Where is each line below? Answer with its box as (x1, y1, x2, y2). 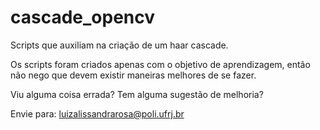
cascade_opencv (10, 6, 156, 29)
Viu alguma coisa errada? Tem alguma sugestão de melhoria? (10, 88, 264, 100)
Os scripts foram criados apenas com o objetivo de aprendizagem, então (10, 58, 311, 70)
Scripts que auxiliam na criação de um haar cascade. (10, 39, 229, 51)
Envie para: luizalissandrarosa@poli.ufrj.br (10, 107, 185, 120)
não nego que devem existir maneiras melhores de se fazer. (10, 69, 257, 81)
